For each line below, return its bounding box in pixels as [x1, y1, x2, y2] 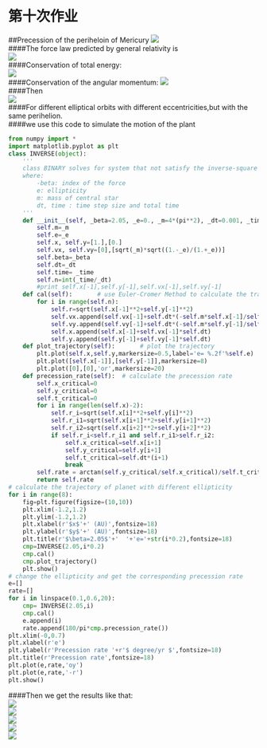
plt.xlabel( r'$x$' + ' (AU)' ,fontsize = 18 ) [22, 520, 158, 529]
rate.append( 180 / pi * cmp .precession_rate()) [22, 624, 169, 632]
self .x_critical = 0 [37, 380, 98, 388]
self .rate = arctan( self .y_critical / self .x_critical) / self [37, 468, 237, 477]
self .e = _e [37, 231, 69, 239]
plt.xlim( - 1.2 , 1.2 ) [22, 506, 87, 514]
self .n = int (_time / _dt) [37, 276, 112, 284]
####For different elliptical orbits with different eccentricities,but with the [8, 102, 249, 112]
